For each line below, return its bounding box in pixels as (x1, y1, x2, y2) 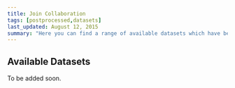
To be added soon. (7, 74, 62, 82)
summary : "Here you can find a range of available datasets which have (7, 29, 220, 37)
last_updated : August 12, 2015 (7, 23, 99, 30)
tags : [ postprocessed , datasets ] (7, 17, 101, 24)
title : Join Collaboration (7, 10, 86, 17)
